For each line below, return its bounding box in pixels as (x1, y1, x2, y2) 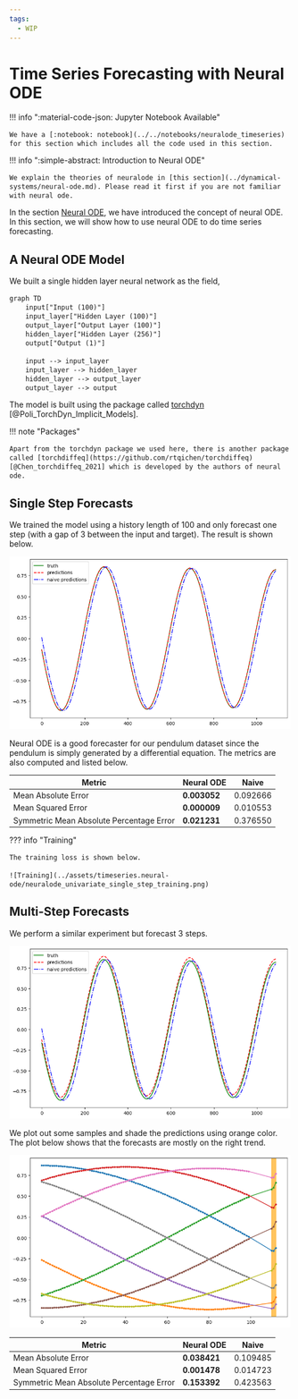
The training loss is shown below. (9, 853, 142, 862)
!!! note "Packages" (9, 426, 80, 437)
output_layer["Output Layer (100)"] (25, 321, 162, 330)
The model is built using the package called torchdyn (9, 399, 205, 411)
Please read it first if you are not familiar (104, 182, 281, 191)
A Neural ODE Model (9, 251, 125, 267)
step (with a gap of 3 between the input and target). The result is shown (9, 529, 274, 540)
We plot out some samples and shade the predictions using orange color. (9, 1128, 278, 1138)
